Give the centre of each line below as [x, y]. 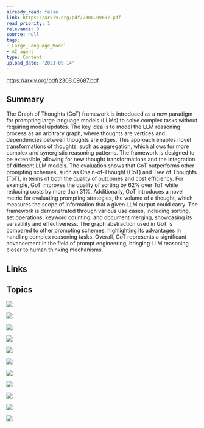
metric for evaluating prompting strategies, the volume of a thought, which [100, 198]
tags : [13, 40]
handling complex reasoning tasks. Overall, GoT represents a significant [97, 237]
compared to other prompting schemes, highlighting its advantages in [94, 230]
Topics [19, 290]
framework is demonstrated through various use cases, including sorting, [98, 211]
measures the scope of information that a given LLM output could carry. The [102, 205]
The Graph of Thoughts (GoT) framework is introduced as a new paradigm [100, 114]
